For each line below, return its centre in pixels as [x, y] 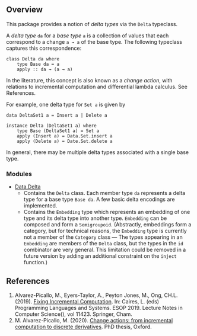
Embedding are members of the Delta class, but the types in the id [104, 244]
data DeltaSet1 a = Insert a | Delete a [57, 115]
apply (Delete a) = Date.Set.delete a [65, 141]
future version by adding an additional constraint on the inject [100, 256]
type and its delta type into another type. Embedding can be [95, 218]
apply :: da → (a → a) [45, 69]
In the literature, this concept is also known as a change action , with [90, 80]
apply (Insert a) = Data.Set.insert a [65, 136]
